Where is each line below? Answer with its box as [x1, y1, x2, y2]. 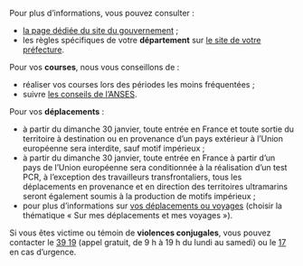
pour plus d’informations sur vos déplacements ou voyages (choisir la [22, 200, 283, 211]
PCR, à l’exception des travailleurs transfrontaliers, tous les [22, 171, 242, 182]
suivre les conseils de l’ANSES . [22, 89, 137, 99]
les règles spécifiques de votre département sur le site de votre [22, 35, 261, 45]
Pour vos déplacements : [9, 106, 105, 116]
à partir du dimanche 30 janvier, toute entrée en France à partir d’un [22, 152, 276, 163]
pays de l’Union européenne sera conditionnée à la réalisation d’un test [22, 162, 288, 172]
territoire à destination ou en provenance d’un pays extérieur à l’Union [22, 133, 283, 143]
